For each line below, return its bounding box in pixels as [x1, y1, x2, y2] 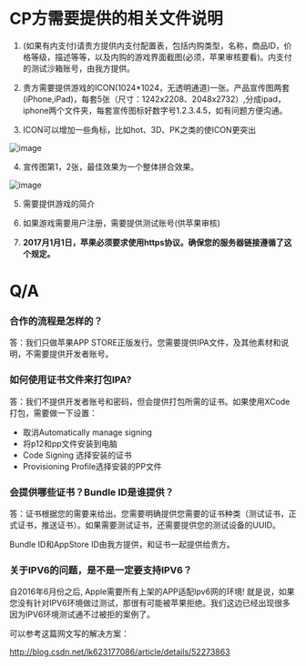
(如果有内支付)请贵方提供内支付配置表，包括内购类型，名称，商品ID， [22, 40, 284, 51]
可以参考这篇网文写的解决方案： [9, 629, 129, 640]
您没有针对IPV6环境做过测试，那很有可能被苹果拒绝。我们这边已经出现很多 [9, 598, 291, 609]
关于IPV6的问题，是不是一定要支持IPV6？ [9, 563, 193, 576]
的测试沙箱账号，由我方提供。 [22, 63, 135, 74]
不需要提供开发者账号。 [25, 348, 114, 359]
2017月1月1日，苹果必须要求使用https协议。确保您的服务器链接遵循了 [22, 237, 284, 247]
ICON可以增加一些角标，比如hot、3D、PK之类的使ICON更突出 [22, 124, 257, 135]
